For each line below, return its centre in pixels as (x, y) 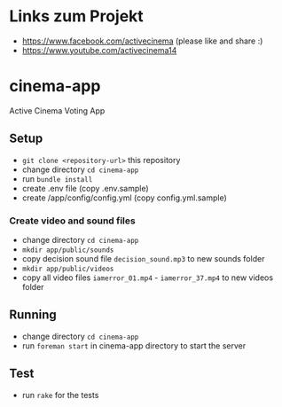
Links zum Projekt (76, 16)
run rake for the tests (60, 395)
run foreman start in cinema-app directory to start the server (134, 345)
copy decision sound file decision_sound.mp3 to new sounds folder (143, 258)
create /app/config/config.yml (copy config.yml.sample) (125, 198)
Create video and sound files (72, 221)
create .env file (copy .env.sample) (85, 188)
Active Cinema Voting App (57, 110)
